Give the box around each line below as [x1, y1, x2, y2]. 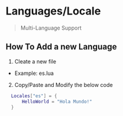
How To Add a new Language [5, 42, 117, 52]
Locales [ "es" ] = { [11, 92, 58, 99]
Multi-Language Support [20, 24, 82, 31]
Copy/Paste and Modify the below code [14, 81, 113, 88]
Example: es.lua [14, 69, 54, 77]
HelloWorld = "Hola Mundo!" [21, 98, 93, 105]
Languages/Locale [5, 4, 101, 18]
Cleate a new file [14, 57, 57, 65]
